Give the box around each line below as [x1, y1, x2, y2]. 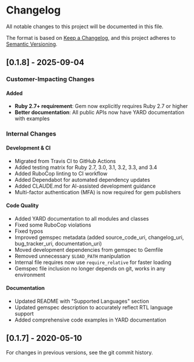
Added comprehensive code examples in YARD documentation [14, 316, 166, 323]
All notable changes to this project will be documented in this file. [6, 23, 164, 30]
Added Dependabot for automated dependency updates [14, 176, 151, 183]
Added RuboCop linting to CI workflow [14, 170, 108, 177]
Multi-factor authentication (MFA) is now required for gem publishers [14, 188, 181, 195]
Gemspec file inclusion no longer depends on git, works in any [14, 265, 166, 272]
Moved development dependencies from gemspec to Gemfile [14, 246, 163, 253]
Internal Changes [6, 130, 57, 138]
